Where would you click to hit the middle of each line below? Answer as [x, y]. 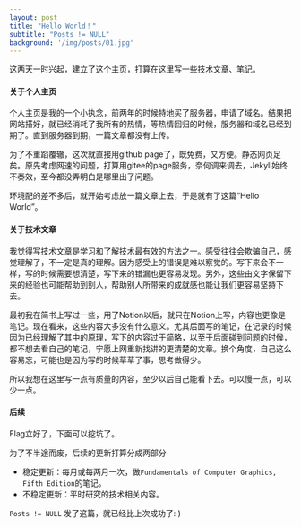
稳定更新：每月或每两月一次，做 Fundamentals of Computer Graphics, [150, 471]
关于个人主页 [33, 91]
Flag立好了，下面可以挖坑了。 [64, 433]
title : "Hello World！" [53, 26]
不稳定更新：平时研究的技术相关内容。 [93, 494]
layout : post [34, 17]
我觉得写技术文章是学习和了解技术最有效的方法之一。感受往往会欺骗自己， [146, 251]
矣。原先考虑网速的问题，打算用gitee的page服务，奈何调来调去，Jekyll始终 [149, 166]
